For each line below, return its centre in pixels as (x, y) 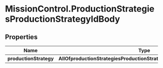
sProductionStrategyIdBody (63, 19)
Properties (21, 37)
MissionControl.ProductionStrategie (80, 9)
